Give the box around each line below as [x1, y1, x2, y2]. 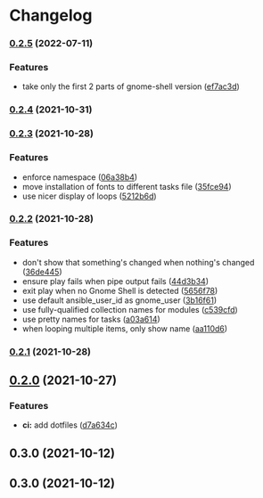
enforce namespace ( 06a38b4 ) [21, 171, 138, 183]
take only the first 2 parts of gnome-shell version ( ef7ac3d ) [21, 81, 241, 92]
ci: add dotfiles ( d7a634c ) [21, 420, 119, 430]
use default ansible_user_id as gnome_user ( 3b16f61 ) [21, 295, 217, 306]
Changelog [9, 5, 93, 26]
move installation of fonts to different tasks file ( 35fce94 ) [21, 181, 232, 192]
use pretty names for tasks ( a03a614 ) [21, 314, 160, 324]
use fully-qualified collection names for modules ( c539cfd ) [21, 304, 238, 314]
